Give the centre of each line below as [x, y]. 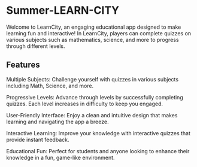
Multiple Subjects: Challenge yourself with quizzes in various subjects [92, 79]
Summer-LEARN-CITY [63, 10]
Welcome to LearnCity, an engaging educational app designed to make [94, 27]
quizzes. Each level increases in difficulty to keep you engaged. [85, 104]
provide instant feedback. [38, 139]
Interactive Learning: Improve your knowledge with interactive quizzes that [98, 133]
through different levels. [36, 46]
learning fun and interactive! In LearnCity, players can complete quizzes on [99, 33]
